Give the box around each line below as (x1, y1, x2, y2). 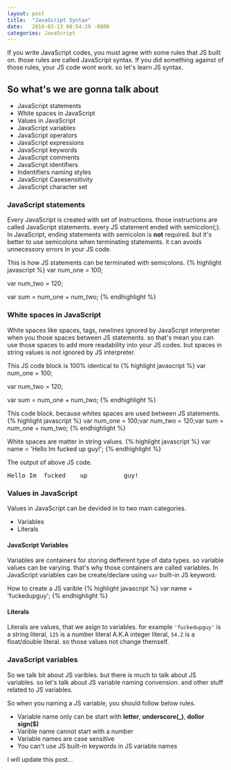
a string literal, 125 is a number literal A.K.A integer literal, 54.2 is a (7, 630, 195, 638)
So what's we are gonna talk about (7, 83, 159, 95)
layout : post (7, 10, 45, 17)
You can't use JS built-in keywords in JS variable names (17, 742, 178, 750)
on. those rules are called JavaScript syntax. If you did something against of (7, 56, 224, 64)
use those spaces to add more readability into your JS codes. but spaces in (7, 340, 223, 349)
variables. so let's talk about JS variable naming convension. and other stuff (7, 678, 223, 686)
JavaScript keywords (17, 146, 77, 155)
